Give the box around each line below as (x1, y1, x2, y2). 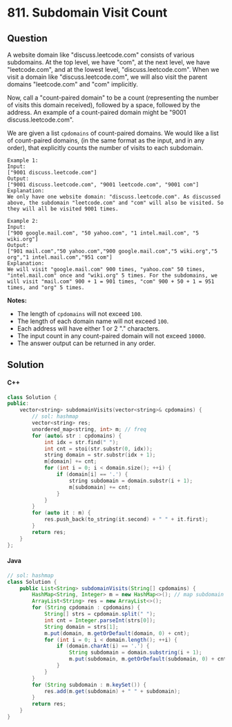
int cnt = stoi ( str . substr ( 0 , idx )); (43, 445, 153, 452)
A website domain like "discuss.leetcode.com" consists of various (7, 50, 195, 59)
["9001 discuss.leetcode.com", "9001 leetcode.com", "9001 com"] (7, 181, 199, 188)
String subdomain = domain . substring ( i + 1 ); (68, 649, 202, 656)
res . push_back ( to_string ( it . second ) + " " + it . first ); (43, 516, 209, 523)
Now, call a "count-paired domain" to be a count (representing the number (7, 93, 219, 102)
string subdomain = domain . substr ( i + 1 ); (68, 477, 193, 484)
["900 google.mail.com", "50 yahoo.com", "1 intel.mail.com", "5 (7, 230, 199, 237)
